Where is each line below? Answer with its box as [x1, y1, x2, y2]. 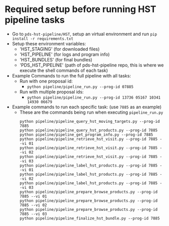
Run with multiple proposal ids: [19, 89, 84, 95]
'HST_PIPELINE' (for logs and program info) [19, 51, 110, 57]
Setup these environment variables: [12, 40, 86, 46]
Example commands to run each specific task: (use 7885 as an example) [12, 104, 162, 110]
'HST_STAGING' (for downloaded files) [19, 46, 100, 52]
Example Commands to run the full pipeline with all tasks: [12, 72, 131, 79]
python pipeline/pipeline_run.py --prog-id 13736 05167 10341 [27, 95, 161, 100]
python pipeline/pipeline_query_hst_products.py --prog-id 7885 [19, 127, 158, 133]
